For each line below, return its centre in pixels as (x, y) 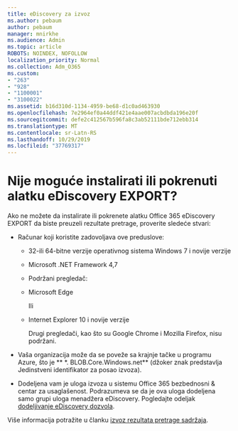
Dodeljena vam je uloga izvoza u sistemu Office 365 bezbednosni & (116, 383)
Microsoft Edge (50, 293)
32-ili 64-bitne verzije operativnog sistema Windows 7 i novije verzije (130, 251)
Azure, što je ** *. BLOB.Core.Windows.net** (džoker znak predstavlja (120, 362)
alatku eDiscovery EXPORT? (92, 196)
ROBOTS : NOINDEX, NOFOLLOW (47, 54)
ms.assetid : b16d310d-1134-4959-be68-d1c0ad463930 (84, 107)
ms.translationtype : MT (43, 126)
